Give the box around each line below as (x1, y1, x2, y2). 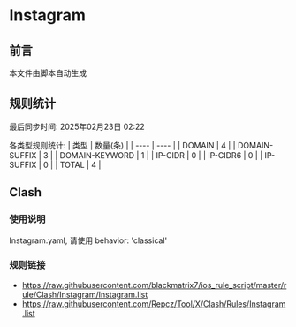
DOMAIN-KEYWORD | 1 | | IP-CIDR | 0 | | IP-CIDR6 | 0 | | (59, 149, 263, 160)
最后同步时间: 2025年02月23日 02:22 (9, 121, 146, 132)
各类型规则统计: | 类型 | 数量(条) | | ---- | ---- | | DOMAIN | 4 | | (9, 140, 236, 150)
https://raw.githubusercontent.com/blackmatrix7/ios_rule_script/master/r (21, 279, 287, 290)
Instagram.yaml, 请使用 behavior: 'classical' (9, 235, 168, 246)
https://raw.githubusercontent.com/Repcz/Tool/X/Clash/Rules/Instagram (21, 298, 286, 309)
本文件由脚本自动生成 (9, 68, 87, 78)
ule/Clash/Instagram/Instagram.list (21, 289, 148, 300)
